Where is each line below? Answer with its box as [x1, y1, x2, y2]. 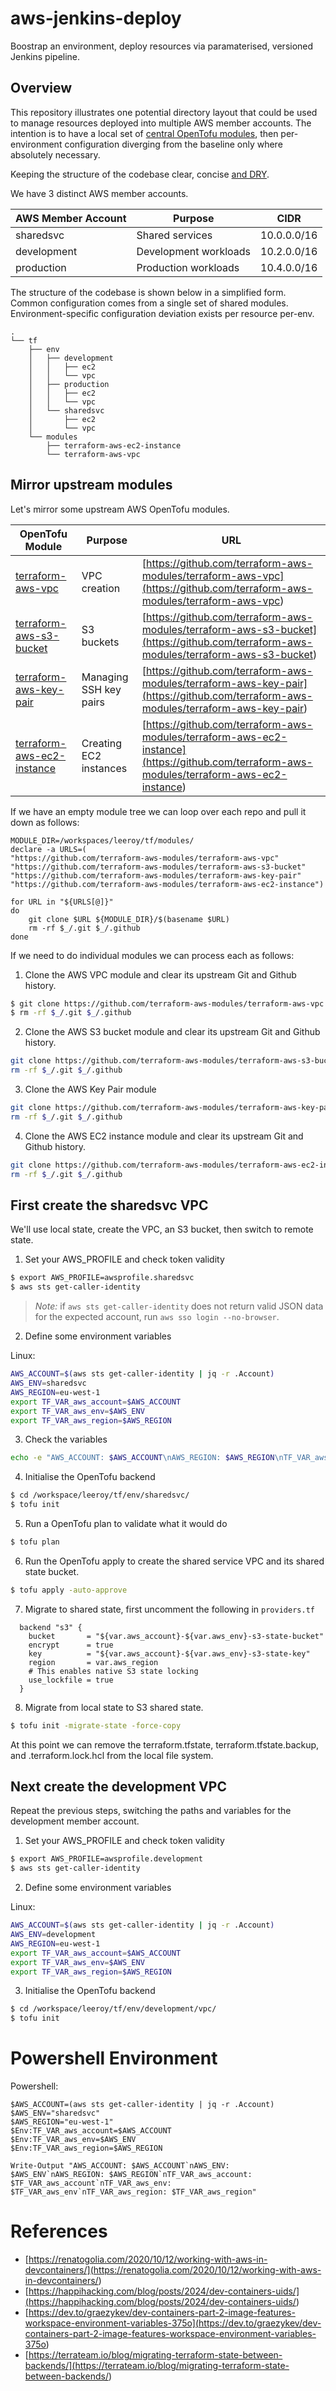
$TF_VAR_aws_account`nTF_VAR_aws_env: [10, 2178, 172, 2189]
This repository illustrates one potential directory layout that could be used [10, 106, 318, 118]
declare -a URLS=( [10, 844, 87, 854]
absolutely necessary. [10, 148, 101, 161]
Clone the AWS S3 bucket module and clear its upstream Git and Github [24, 1026, 321, 1038]
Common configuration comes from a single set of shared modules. [10, 297, 289, 309]
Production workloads [136, 260, 240, 274]
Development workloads [136, 244, 252, 258]
